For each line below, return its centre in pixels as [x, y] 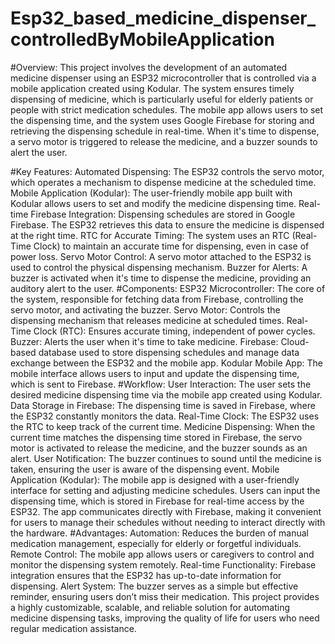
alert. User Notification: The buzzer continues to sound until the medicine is [166, 458]
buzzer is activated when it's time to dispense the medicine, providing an [161, 278]
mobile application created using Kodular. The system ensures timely [152, 88]
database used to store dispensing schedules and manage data [169, 352]
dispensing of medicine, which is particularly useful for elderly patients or [162, 99]
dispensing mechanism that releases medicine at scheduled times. [147, 320]
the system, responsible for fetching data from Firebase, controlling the [157, 299]
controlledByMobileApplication [142, 39]
